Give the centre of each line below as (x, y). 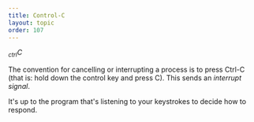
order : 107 (26, 30)
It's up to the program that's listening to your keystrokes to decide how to (127, 102)
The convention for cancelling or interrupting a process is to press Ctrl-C (127, 70)
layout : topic (32, 23)
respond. (23, 110)
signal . (19, 87)
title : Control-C (37, 15)
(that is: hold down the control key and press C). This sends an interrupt (125, 78)
